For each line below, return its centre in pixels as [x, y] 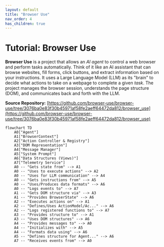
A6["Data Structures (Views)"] [46, 158]
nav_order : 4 [19, 19]
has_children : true [25, 24]
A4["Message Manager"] [37, 150]
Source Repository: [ [27, 103]
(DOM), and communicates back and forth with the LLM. [63, 93]
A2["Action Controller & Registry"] [52, 141]
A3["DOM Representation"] [41, 145]
